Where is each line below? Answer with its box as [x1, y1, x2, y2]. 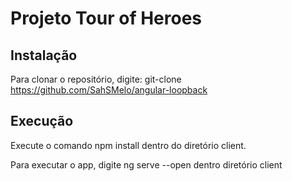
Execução [10, 113, 74, 130]
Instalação [10, 47, 78, 64]
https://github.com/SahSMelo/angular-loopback [10, 84, 208, 96]
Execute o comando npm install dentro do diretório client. [10, 139, 247, 151]
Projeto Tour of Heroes [10, 7, 203, 30]
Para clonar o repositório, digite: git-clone [10, 73, 182, 85]
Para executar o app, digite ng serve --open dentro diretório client [10, 158, 283, 171]
